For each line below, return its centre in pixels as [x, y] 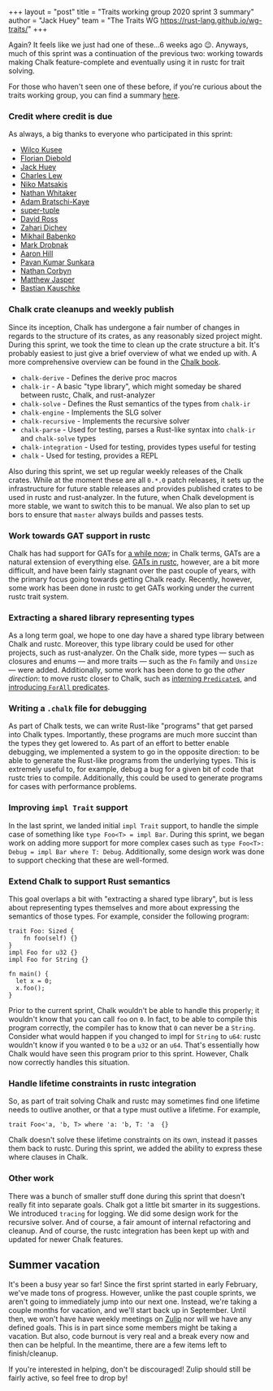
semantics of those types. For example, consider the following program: [129, 916]
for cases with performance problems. [73, 787]
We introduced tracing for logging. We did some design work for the [123, 1213]
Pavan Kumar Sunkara [57, 262]
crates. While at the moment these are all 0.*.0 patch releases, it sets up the [136, 480]
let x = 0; [34, 981]
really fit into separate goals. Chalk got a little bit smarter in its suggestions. [134, 1205]
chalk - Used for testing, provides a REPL [89, 455]
